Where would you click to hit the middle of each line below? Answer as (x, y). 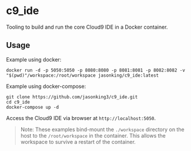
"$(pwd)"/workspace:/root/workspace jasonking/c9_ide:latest (83, 75)
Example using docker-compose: (46, 86)
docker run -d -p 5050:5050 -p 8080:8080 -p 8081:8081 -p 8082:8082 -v (95, 70)
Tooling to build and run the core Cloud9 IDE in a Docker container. (87, 27)
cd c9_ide (18, 102)
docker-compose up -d (33, 107)
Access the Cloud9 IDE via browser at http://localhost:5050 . (81, 118)
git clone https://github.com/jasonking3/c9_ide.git (72, 97)
